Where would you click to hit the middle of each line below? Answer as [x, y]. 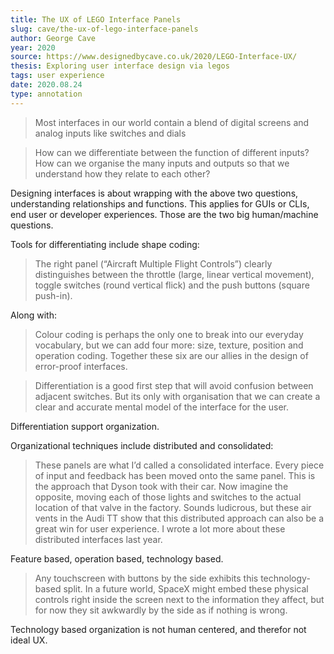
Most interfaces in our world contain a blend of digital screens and [172, 122]
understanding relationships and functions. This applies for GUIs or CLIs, [160, 203]
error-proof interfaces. [81, 366]
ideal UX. [29, 640]
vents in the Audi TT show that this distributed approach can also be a [179, 518]
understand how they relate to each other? [122, 173]
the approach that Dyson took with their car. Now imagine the [161, 486]
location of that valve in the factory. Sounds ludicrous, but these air [173, 507]
